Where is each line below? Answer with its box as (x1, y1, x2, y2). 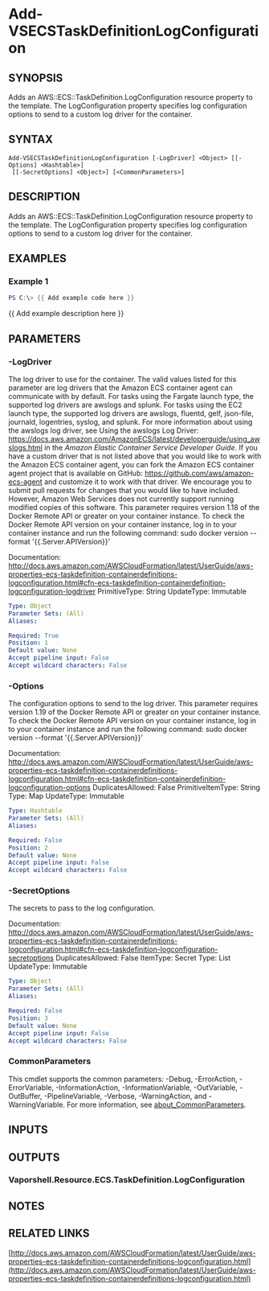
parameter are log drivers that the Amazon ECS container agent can (8, 383, 233, 393)
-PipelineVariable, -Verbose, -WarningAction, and (43, 1091, 207, 1100)
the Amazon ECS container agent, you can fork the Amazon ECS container (8, 459, 255, 469)
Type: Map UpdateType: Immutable (8, 791, 124, 801)
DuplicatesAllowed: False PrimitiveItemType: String (92, 783, 261, 792)
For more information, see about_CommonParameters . (67, 1100, 247, 1109)
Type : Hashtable (8, 807, 63, 815)
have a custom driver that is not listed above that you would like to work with (8, 451, 262, 461)
